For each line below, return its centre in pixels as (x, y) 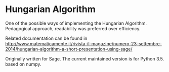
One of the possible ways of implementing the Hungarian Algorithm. (76, 23)
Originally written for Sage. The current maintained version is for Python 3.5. (85, 58)
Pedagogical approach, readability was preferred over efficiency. (73, 28)
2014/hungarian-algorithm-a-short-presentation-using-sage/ (69, 49)
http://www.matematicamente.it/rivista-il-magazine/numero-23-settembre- (83, 43)
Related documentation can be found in (46, 38)
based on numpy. (23, 64)
